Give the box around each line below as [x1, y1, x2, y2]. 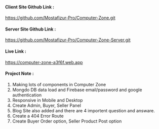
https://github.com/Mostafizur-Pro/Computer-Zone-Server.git [5, 37, 131, 43]
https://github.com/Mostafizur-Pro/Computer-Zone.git [5, 15, 116, 21]
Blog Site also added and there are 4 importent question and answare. [12, 107, 155, 113]
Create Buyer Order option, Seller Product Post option [12, 118, 122, 124]
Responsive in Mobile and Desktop [12, 97, 83, 103]
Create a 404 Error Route [12, 113, 64, 119]
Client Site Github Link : [5, 4, 54, 10]
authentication [12, 92, 42, 98]
